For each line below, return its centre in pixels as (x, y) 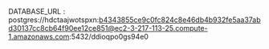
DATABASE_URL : (37, 11)
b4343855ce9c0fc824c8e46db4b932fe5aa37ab (180, 20)
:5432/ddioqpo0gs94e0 (109, 36)
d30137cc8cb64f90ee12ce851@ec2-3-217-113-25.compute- (108, 28)
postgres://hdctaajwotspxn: (54, 20)
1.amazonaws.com (39, 36)
